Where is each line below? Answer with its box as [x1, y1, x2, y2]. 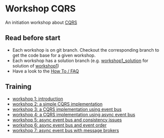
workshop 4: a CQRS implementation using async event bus [12, 111, 136, 117]
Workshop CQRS [5, 3, 76, 14]
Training [5, 82, 32, 91]
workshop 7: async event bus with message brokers [12, 127, 119, 133]
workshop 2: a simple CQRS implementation [12, 101, 103, 107]
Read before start [5, 34, 61, 42]
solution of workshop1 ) [12, 63, 60, 69]
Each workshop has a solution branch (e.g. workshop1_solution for [12, 58, 149, 64]
